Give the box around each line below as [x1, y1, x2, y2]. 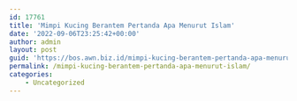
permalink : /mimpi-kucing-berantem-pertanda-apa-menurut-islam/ [9, 62, 251, 71]
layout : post [9, 46, 57, 54]
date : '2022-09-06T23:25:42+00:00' [9, 29, 141, 38]
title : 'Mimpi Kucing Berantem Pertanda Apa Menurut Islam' [9, 21, 236, 30]
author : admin [9, 37, 62, 47]
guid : [9, 54, 29, 62]
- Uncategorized [25, 78, 86, 87]
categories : [9, 70, 53, 79]
